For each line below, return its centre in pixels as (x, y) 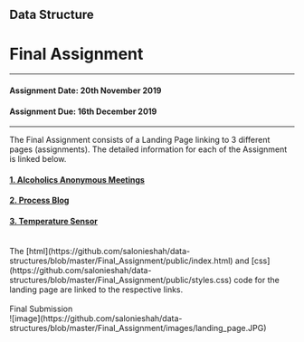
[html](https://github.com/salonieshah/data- (108, 251)
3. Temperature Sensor (53, 221)
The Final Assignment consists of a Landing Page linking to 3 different (140, 140)
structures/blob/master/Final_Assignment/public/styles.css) (121, 280)
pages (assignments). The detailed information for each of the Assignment (148, 149)
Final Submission (41, 309)
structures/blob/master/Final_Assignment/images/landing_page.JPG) (138, 328)
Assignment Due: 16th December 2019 (83, 111)
